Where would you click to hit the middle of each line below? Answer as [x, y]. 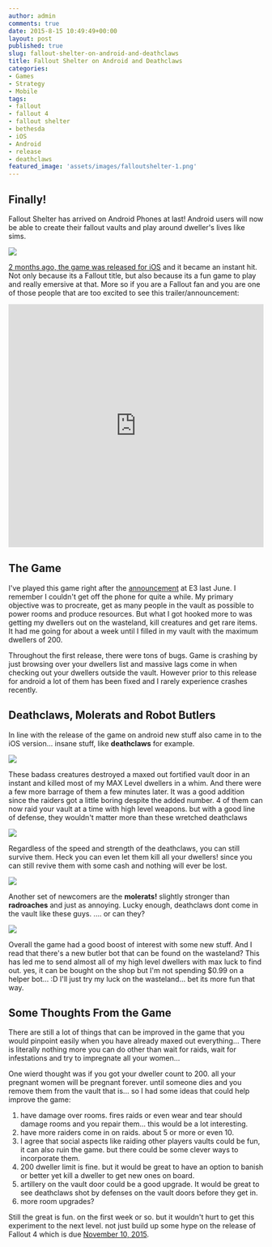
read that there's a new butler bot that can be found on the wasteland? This [134, 953]
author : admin [32, 16]
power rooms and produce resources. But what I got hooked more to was [130, 613]
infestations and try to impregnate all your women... [94, 1058]
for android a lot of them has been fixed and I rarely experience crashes [128, 681]
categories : [28, 69]
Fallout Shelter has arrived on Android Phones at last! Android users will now [136, 219]
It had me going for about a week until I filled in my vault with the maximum [134, 631]
